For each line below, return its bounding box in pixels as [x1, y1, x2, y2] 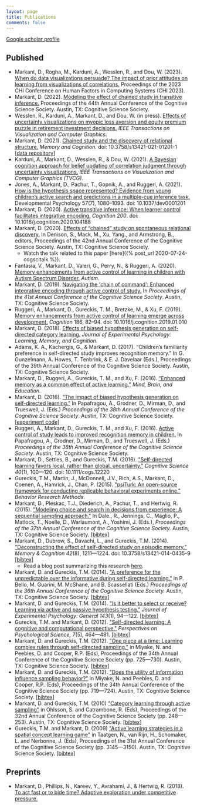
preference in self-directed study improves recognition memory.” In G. [14, 350, 185, 357]
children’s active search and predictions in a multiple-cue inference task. [14, 194, 191, 201]
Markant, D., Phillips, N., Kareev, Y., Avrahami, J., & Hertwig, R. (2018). [14, 783, 184, 789]
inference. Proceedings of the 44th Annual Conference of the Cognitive [14, 99, 188, 107]
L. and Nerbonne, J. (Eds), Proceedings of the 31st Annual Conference [14, 737, 185, 744]
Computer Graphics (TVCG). [14, 175, 84, 182]
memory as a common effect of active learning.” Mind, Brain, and [14, 381, 173, 388]
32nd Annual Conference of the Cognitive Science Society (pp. [14, 713, 167, 720]
